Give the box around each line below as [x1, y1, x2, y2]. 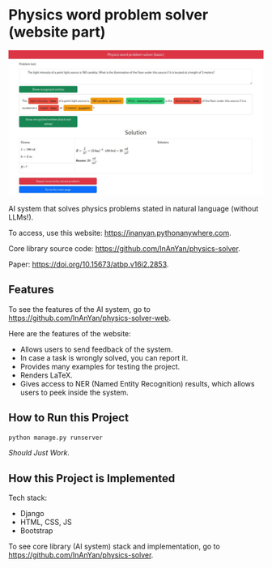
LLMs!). [8, 212, 34, 222]
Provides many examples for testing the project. [19, 361, 181, 371]
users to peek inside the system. [19, 387, 130, 397]
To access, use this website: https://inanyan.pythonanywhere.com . [8, 228, 232, 237]
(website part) [8, 23, 106, 41]
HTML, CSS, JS [19, 517, 72, 527]
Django [19, 509, 45, 519]
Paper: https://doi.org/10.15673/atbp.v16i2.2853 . [8, 259, 169, 269]
